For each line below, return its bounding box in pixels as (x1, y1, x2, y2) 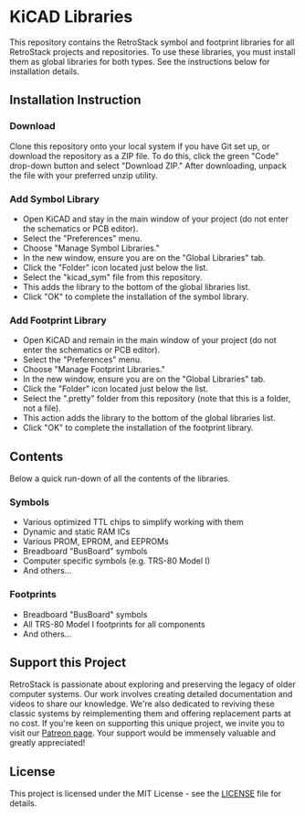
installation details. (9, 66, 80, 77)
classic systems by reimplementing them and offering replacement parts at (9, 708, 291, 719)
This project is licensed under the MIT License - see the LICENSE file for (9, 789, 281, 800)
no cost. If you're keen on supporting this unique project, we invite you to (9, 718, 285, 729)
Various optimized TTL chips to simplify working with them (22, 517, 244, 528)
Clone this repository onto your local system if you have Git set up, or (9, 140, 270, 152)
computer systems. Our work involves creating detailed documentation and (9, 689, 293, 700)
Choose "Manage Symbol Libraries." (22, 242, 160, 253)
